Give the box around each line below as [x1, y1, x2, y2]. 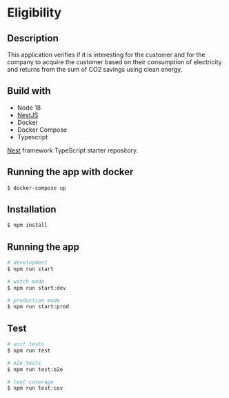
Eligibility [7, 5, 62, 21]
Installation [7, 203, 57, 215]
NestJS [17, 110, 39, 119]
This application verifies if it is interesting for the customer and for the [7, 50, 206, 59]
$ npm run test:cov [7, 385, 63, 392]
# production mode [7, 297, 60, 304]
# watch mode [7, 278, 45, 285]
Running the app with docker [7, 166, 134, 178]
